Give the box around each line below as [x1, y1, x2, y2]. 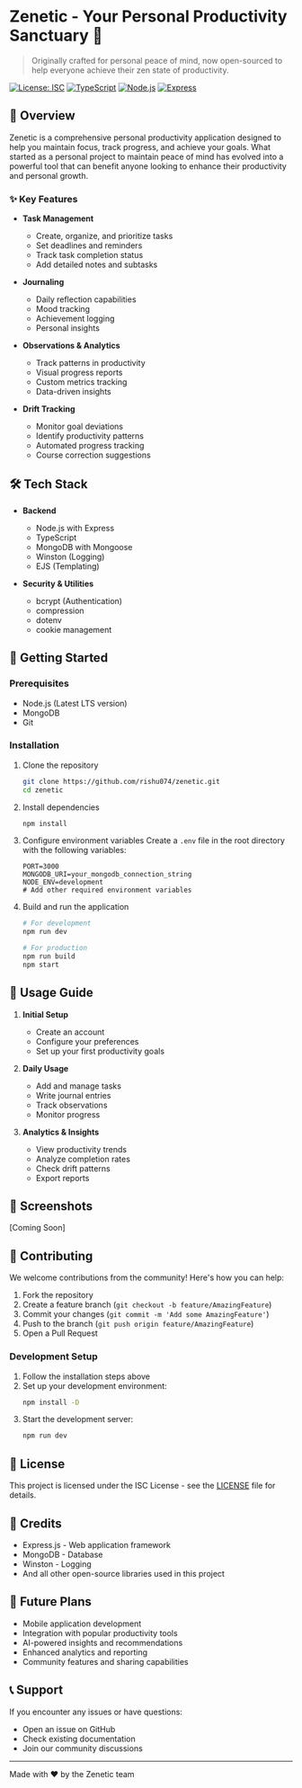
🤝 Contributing [9, 1248, 93, 1264]
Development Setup [9, 1350, 98, 1363]
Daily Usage [22, 1063, 69, 1073]
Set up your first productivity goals [35, 1045, 164, 1056]
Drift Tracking [22, 404, 75, 414]
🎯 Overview [9, 108, 75, 123]
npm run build [22, 952, 75, 961]
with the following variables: [22, 845, 127, 856]
